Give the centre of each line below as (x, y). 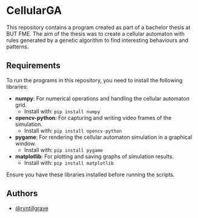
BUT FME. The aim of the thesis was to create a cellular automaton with (95, 33)
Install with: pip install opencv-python (73, 130)
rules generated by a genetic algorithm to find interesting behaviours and (97, 40)
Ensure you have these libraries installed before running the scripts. (91, 174)
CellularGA (34, 11)
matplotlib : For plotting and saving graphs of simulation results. (94, 156)
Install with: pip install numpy (62, 111)
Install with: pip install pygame (63, 150)
